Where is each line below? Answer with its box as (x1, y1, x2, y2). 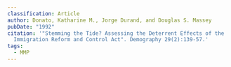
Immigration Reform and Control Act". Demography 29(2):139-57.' (13, 36, 209, 43)
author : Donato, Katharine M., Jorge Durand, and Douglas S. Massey (7, 17, 212, 24)
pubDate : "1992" (7, 23, 55, 30)
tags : (7, 43, 23, 50)
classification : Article (7, 10, 80, 17)
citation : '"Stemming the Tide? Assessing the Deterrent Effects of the (7, 29, 225, 37)
